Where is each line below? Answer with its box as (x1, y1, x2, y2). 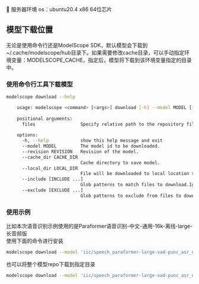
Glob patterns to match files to (80, 182, 163, 188)
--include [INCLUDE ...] (21, 176, 84, 183)
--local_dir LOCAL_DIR (21, 165, 78, 171)
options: (17, 132, 38, 138)
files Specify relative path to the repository (21, 121, 184, 127)
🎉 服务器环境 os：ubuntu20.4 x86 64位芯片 (6, 6, 113, 12)
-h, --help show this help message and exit (21, 138, 163, 144)
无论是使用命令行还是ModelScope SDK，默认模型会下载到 (6, 42, 148, 49)
